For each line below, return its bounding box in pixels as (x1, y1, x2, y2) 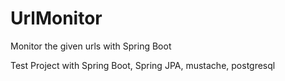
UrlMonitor (10, 7, 103, 30)
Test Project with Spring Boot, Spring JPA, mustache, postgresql (10, 59, 276, 71)
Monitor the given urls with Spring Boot (10, 40, 172, 52)
